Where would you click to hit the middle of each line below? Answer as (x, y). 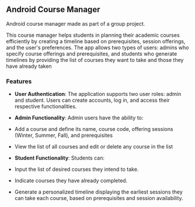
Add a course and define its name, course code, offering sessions (94, 129)
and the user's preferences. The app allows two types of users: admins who (97, 47)
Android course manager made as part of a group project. (76, 23)
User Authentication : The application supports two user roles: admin (98, 94)
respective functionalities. (46, 106)
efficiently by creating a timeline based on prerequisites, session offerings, (96, 41)
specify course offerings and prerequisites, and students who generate (92, 54)
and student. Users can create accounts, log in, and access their (92, 100)
